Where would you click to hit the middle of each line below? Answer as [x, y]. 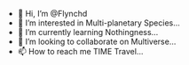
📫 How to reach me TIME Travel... [80, 51]
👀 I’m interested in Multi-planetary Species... [98, 23]
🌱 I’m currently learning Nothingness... [88, 32]
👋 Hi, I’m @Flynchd [52, 14]
